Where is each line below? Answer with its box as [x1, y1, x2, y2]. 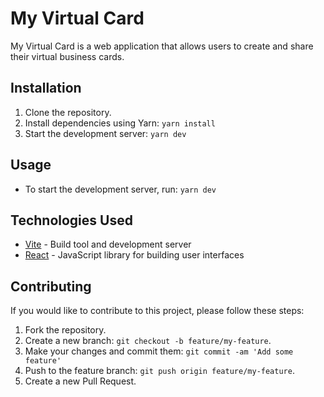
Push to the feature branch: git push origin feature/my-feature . [24, 365, 295, 377]
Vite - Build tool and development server [24, 238, 192, 251]
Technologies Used [10, 212, 133, 229]
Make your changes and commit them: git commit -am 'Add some [24, 345, 294, 357]
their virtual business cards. [10, 50, 125, 62]
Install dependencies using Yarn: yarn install [24, 117, 216, 129]
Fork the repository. [24, 324, 107, 336]
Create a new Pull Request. [24, 375, 137, 387]
